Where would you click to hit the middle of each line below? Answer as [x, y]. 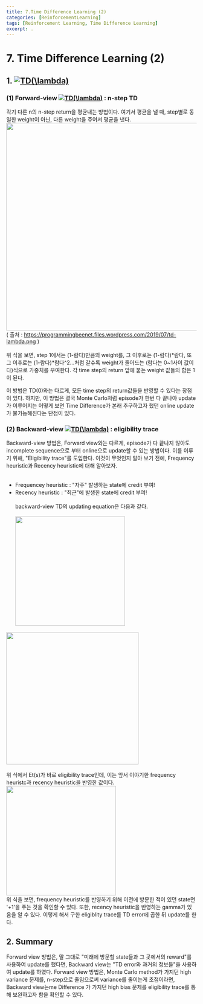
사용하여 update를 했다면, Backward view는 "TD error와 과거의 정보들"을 [94, 965]
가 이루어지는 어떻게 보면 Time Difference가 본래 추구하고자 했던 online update [100, 406]
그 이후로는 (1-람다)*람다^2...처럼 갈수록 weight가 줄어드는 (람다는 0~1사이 [95, 362]
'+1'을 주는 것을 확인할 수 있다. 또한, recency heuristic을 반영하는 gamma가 [96, 907]
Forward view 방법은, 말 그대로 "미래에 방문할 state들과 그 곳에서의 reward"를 [99, 957]
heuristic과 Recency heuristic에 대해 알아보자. [62, 466]
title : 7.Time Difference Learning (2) [56, 12]
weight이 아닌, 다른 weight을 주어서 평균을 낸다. [74, 120]
